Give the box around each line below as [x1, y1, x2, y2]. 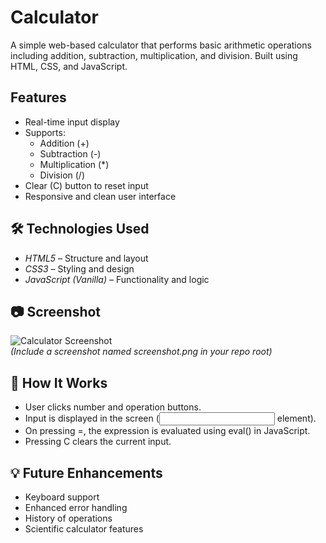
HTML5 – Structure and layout [24, 252, 149, 264]
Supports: [24, 126, 66, 138]
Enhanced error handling [24, 502, 128, 513]
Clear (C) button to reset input [24, 179, 149, 191]
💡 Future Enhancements [10, 464, 163, 481]
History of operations [24, 512, 113, 524]
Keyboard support [24, 491, 100, 503]
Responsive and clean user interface [24, 190, 177, 202]
